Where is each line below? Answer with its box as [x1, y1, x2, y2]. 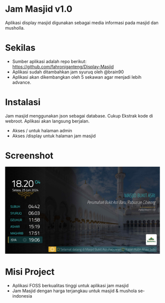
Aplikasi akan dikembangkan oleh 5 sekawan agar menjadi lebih [12, 74, 141, 80]
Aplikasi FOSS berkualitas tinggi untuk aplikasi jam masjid [12, 283, 129, 289]
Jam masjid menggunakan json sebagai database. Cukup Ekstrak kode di [5, 113, 153, 119]
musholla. [5, 25, 25, 30]
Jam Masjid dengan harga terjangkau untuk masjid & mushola [12, 288, 137, 294]
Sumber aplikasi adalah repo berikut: [12, 58, 87, 64]
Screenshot [5, 150, 54, 161]
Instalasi [5, 97, 41, 108]
